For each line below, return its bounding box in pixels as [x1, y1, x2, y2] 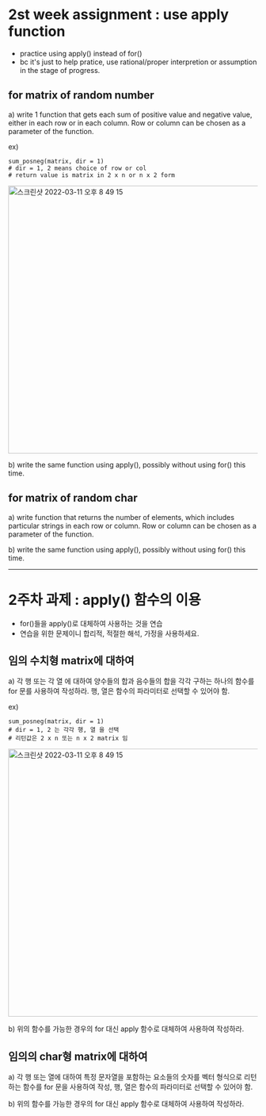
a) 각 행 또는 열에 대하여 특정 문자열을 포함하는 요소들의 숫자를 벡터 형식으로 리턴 [8, 1072, 257, 1082]
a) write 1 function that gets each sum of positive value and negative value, [8, 110, 253, 119]
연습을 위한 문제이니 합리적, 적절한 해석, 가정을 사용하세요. [19, 629, 199, 638]
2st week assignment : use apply [8, 6, 230, 24]
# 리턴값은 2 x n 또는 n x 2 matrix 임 [8, 734, 128, 743]
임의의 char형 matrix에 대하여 [8, 1049, 148, 1063]
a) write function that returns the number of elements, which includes [8, 512, 235, 521]
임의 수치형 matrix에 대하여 [8, 653, 135, 668]
